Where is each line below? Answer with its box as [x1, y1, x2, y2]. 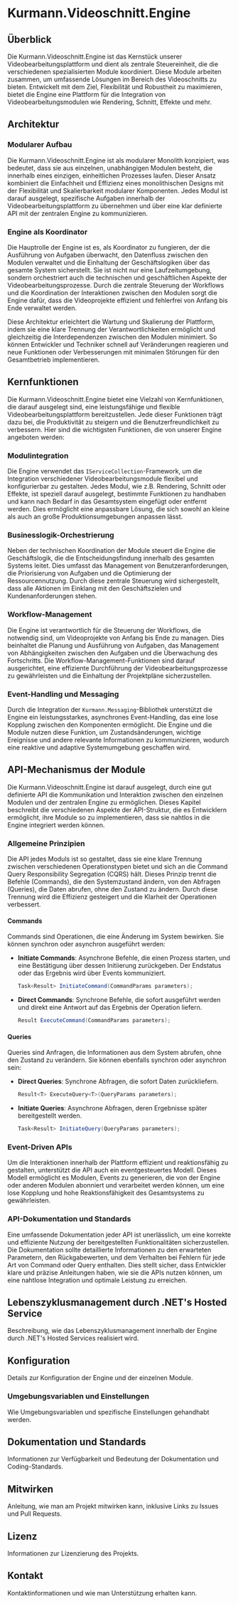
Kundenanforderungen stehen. [7, 592, 97, 601]
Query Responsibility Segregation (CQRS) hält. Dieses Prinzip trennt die [7, 870, 217, 879]
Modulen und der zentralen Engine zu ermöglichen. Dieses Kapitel [7, 797, 201, 807]
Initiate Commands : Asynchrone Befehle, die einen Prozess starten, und [17, 954, 231, 962]
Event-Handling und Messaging [7, 689, 119, 699]
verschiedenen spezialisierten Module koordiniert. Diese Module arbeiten [7, 68, 222, 76]
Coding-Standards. [7, 1462, 64, 1471]
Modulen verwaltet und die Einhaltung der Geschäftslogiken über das [7, 258, 210, 267]
